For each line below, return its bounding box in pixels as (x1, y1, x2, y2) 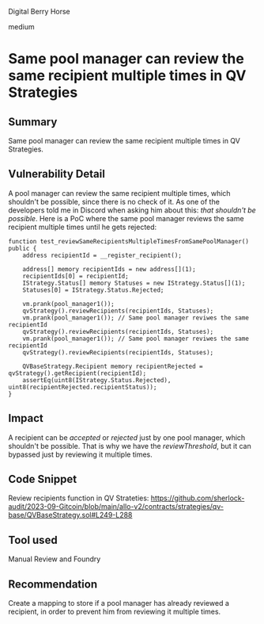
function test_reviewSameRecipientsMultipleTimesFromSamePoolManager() (8, 237, 249, 245)
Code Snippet (8, 473, 77, 486)
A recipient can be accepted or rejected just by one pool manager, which (8, 432, 246, 442)
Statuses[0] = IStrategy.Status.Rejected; (22, 285, 164, 294)
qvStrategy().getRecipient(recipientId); (8, 369, 147, 377)
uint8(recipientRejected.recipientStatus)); (8, 383, 157, 391)
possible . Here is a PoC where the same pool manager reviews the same (8, 213, 244, 223)
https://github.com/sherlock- (150, 493, 245, 503)
